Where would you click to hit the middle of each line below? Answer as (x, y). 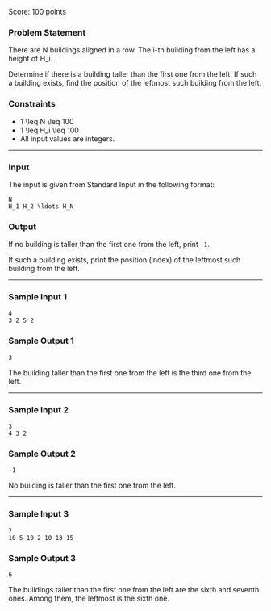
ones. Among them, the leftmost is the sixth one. (89, 598)
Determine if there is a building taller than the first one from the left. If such (133, 74)
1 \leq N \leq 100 (47, 121)
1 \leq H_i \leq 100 (49, 130)
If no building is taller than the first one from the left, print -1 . (109, 245)
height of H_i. (31, 59)
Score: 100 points (38, 12)
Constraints (32, 104)
